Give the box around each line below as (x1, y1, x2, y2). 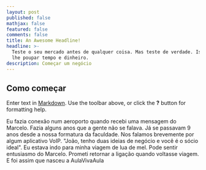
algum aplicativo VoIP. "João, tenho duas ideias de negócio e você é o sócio (6, 137, 199, 145)
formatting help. (6, 106, 47, 114)
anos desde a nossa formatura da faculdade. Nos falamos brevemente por (6, 131, 194, 138)
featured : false (6, 26, 48, 33)
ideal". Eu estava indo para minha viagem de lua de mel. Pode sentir (6, 144, 178, 151)
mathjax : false (6, 20, 45, 26)
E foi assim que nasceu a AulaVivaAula (6, 157, 104, 164)
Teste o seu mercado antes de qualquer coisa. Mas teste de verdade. (12, 49, 193, 55)
